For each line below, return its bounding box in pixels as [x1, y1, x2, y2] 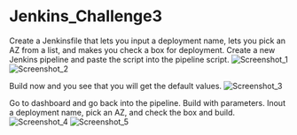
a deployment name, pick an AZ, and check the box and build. [9, 107, 236, 117]
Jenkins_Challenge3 [9, 6, 162, 26]
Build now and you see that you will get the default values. [9, 80, 223, 91]
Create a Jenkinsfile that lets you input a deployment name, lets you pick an [9, 35, 286, 46]
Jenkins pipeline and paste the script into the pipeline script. [9, 54, 230, 64]
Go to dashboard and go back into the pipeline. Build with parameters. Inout [9, 97, 286, 108]
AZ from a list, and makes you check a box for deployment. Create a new [9, 44, 276, 55]
